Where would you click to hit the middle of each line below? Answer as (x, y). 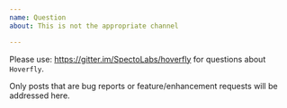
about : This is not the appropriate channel (94, 26)
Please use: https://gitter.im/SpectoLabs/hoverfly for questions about (138, 59)
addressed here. (40, 96)
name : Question (38, 17)
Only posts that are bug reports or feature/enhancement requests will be (143, 86)
